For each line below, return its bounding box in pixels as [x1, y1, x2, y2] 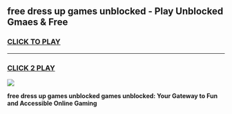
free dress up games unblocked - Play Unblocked [7, 6, 224, 17]
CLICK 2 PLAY [7, 63, 55, 73]
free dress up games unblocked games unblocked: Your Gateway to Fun [7, 91, 218, 99]
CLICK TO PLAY [7, 37, 61, 47]
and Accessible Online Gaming [7, 99, 97, 107]
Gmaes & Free [7, 17, 68, 28]
